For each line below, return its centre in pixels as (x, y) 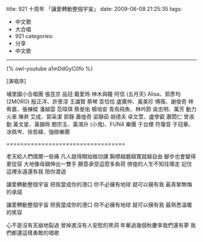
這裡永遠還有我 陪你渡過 (36, 172)
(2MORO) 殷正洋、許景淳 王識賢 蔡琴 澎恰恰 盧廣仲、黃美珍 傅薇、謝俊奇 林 (100, 101)
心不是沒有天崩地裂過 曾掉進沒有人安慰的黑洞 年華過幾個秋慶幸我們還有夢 (98, 225)
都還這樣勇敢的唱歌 (35, 233)
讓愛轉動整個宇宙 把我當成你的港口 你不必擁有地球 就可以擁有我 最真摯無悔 (99, 184)
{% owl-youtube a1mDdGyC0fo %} (50, 69)
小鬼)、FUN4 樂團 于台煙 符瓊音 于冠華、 (143, 124)
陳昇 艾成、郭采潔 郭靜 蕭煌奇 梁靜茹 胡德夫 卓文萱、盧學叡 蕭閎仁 (100, 116)
